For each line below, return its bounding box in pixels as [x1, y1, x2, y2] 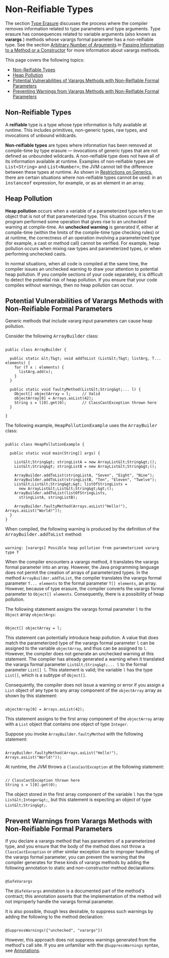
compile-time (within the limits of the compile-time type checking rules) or [5, 229, 160, 235]
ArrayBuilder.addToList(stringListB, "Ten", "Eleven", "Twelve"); [14, 477, 157, 483]
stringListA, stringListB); [18, 495, 78, 500]
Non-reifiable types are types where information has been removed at [5, 142, 152, 148]
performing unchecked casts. [5, 251, 67, 257]
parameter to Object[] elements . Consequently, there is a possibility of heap [5, 591, 164, 597]
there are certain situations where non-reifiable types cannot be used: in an [5, 174, 162, 180]
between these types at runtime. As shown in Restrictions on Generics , [5, 169, 153, 175]
